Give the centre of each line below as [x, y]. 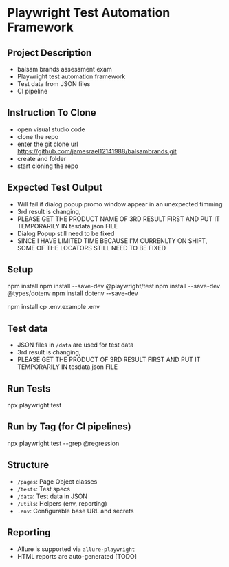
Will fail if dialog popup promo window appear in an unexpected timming [120, 204]
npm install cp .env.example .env [54, 307]
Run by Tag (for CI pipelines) [69, 427]
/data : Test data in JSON [52, 496]
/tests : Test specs [44, 489]
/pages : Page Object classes [57, 481]
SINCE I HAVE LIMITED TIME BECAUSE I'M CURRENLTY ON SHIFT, [112, 240]
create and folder [42, 158]
